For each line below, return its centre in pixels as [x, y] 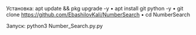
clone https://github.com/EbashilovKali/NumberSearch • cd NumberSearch [98, 15]
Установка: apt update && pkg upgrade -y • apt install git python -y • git [95, 8]
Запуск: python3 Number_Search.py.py [54, 26]
